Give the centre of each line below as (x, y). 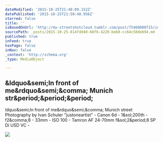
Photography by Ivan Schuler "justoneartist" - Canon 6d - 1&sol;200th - (76, 115)
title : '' (15, 23)
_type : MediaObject (25, 59)
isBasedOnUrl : (19, 28)
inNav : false (18, 50)
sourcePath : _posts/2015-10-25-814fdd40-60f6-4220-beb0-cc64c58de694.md (80, 32)
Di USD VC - (17, 125)
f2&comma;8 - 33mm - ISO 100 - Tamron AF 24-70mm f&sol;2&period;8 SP (81, 120)
